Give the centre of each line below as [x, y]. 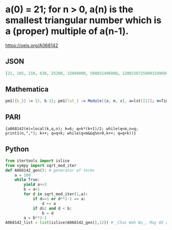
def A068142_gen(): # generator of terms [50, 170]
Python [17, 149]
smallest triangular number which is [83, 20]
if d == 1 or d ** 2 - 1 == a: [59, 199]
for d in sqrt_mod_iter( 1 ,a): [56, 194]
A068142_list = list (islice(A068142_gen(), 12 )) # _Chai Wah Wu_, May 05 [84, 223]
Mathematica [27, 89]
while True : [27, 180]
